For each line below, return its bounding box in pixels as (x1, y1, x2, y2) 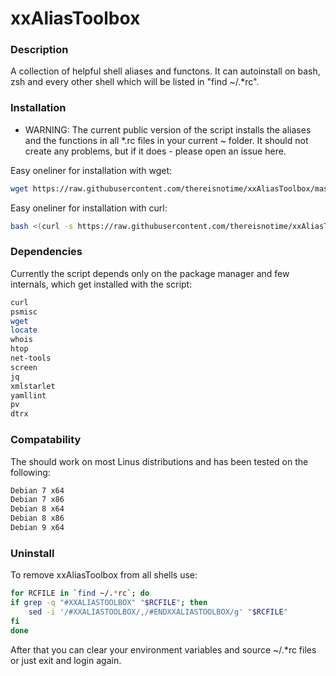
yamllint (10, 390, 47, 401)
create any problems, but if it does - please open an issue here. (24, 145, 287, 157)
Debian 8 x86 (10, 513, 65, 524)
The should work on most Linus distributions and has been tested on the (10, 455, 309, 467)
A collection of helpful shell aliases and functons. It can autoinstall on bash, (10, 65, 321, 77)
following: (10, 466, 51, 478)
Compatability (10, 433, 82, 447)
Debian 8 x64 (10, 504, 65, 514)
